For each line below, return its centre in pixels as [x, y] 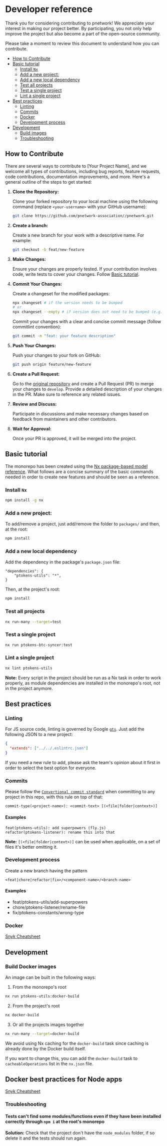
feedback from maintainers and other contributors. [64, 419]
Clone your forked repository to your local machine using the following [85, 201]
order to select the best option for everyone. [51, 768]
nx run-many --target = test [33, 622]
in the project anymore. [29, 688]
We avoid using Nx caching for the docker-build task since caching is [77, 1043]
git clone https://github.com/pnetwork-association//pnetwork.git [83, 216]
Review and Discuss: [34, 404]
